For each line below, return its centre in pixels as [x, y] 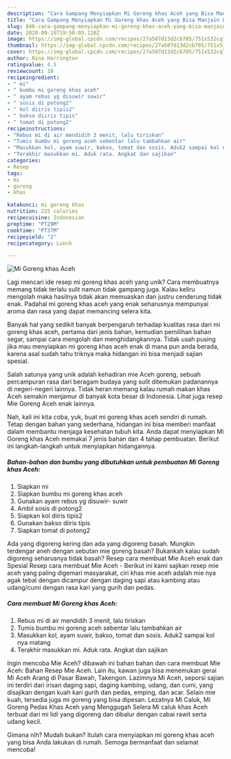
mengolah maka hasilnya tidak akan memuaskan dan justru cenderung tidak [114, 297]
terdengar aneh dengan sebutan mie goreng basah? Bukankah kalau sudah [113, 551]
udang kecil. [24, 722]
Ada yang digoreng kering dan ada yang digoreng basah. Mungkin [101, 544]
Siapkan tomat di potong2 [54, 531]
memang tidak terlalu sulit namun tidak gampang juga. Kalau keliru [101, 289]
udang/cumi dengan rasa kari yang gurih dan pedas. [81, 588]
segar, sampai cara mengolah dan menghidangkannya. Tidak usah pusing [112, 339]
